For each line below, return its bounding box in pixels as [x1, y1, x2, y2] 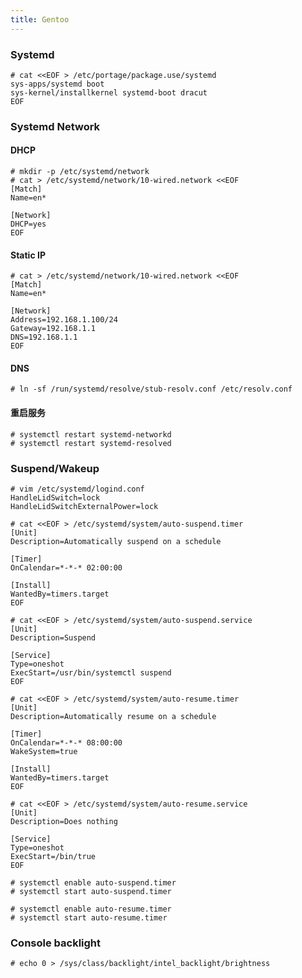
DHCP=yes [10, 219, 47, 230]
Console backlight [10, 936, 102, 950]
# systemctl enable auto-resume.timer [10, 904, 172, 914]
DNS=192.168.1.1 [10, 332, 78, 343]
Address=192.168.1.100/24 [10, 315, 118, 325]
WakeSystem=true [10, 746, 78, 756]
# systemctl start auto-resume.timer [10, 912, 168, 923]
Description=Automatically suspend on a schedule [10, 536, 222, 546]
